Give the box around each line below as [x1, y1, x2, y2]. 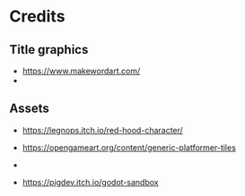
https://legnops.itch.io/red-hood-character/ [22, 124, 184, 135]
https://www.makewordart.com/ [22, 65, 141, 76]
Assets [9, 101, 49, 116]
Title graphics [9, 42, 89, 57]
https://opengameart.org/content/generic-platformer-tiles [22, 141, 236, 153]
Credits [9, 6, 66, 27]
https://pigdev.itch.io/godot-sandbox [22, 176, 159, 187]
